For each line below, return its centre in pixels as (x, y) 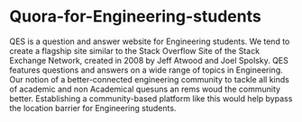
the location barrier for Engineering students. (93, 108)
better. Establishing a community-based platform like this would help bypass (151, 98)
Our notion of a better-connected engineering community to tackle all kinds (150, 79)
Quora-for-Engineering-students (135, 17)
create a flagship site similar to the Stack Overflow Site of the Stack (134, 50)
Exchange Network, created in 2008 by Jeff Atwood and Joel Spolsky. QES (149, 60)
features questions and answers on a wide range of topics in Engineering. (146, 70)
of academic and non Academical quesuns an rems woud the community (145, 89)
